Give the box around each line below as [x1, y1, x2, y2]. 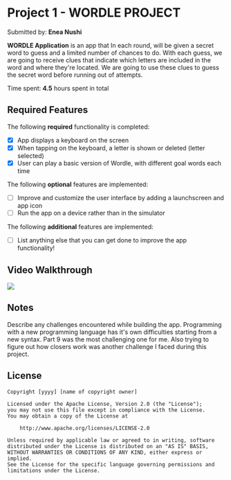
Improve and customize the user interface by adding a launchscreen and [17, 193, 225, 202]
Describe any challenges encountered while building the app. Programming [7, 320, 222, 328]
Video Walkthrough [7, 264, 93, 276]
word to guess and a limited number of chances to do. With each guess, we [7, 48, 223, 57]
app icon [17, 202, 43, 209]
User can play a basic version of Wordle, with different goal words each [17, 159, 221, 167]
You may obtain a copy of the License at [7, 412, 129, 420]
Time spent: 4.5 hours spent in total [7, 84, 109, 92]
